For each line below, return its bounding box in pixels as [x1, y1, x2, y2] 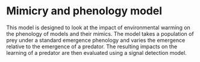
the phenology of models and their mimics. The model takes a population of [6, 30, 194, 37]
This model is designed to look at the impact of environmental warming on [6, 24, 191, 31]
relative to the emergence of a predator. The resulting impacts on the [6, 43, 178, 50]
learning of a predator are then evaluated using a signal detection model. [6, 49, 187, 56]
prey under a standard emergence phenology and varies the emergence [6, 36, 186, 44]
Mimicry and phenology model [6, 4, 163, 18]
